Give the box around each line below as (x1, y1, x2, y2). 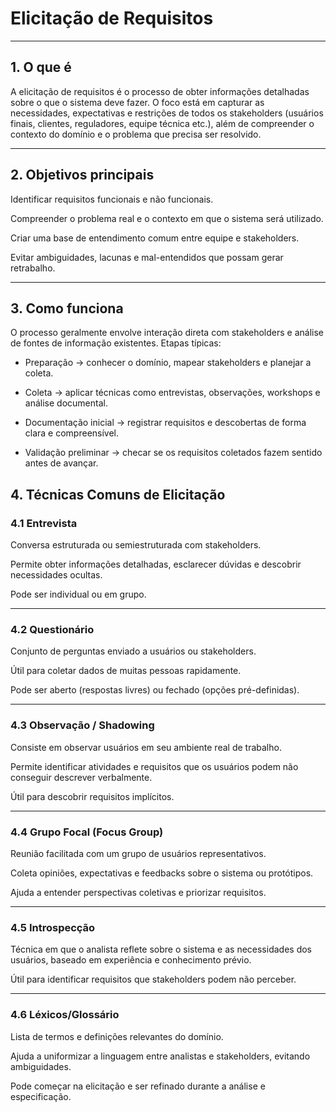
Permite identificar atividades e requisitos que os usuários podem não (10, 760, 299, 772)
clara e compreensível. (24, 427, 120, 439)
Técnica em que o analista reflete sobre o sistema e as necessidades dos (10, 943, 313, 956)
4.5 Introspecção (10, 920, 96, 934)
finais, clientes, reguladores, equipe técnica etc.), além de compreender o (10, 117, 315, 129)
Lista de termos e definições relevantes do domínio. (10, 1030, 224, 1042)
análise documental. (24, 397, 108, 409)
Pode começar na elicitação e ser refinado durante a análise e (10, 1080, 266, 1092)
